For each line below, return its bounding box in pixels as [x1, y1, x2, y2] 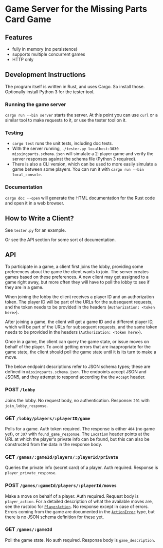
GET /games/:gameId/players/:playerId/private [5, 453, 118, 460]
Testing [5, 129, 23, 136]
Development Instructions [5, 71, 86, 79]
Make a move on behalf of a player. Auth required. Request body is [5, 493, 139, 499]
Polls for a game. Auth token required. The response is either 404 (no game [5, 426, 155, 431]
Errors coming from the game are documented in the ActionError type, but [5, 508, 155, 514]
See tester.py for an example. [5, 227, 66, 233]
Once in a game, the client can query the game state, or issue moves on [5, 339, 149, 345]
